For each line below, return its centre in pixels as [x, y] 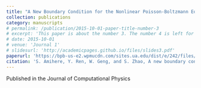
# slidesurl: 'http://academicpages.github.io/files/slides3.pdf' [91, 51]
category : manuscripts [34, 23]
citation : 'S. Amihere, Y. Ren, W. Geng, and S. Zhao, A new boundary [96, 61]
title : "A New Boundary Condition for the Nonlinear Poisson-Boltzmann [97, 12]
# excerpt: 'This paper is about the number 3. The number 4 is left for [100, 34]
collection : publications [38, 17]
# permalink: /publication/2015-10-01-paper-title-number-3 [83, 28]
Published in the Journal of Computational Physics [68, 78]
